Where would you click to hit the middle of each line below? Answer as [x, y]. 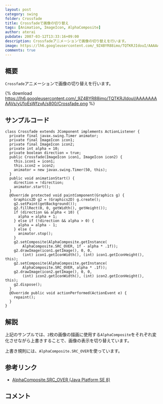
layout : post [18, 9]
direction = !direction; [39, 183]
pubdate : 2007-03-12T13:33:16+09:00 [42, 37]
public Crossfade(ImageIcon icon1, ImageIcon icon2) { [66, 157]
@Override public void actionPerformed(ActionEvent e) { [68, 293]
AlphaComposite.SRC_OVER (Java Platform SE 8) [61, 380]
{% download [19, 93]
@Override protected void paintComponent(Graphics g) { [67, 195]
